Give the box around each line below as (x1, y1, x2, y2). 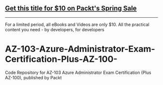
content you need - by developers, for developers (5, 26, 104, 32)
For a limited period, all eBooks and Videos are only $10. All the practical (5, 22, 149, 27)
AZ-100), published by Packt (5, 74, 62, 80)
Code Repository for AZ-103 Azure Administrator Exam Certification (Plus (5, 70, 151, 75)
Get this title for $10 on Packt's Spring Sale (5, 4, 137, 12)
